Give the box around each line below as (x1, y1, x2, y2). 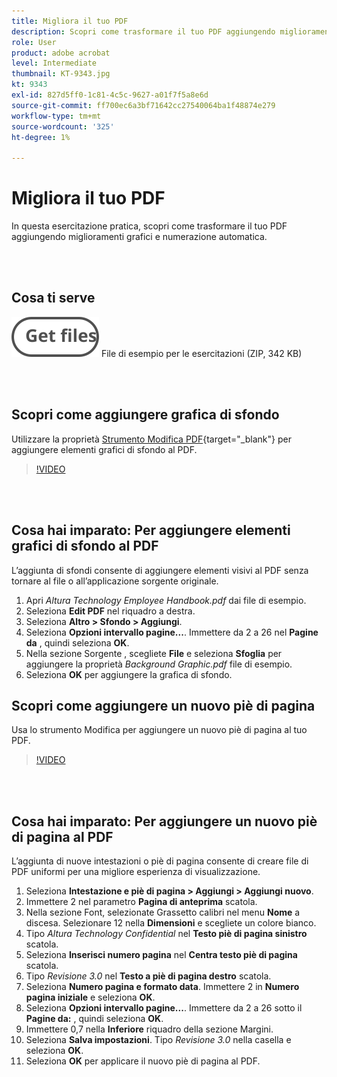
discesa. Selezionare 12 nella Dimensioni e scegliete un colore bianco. (25, 917, 317, 929)
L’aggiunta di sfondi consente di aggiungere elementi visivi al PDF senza (11, 564, 309, 576)
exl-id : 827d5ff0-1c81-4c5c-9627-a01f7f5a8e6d (11, 90, 209, 100)
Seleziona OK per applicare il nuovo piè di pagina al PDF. (25, 1055, 261, 1067)
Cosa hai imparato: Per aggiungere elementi (11, 522, 291, 539)
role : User (11, 37, 57, 47)
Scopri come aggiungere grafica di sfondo (11, 406, 280, 424)
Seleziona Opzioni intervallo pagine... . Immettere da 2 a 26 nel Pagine (25, 626, 319, 638)
